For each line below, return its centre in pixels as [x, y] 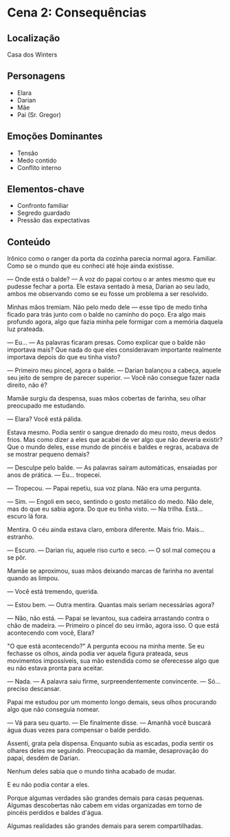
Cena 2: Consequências [77, 13]
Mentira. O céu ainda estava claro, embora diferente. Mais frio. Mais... [106, 530]
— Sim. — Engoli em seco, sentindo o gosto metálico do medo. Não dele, [111, 502]
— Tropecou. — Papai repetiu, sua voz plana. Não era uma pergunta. [104, 488]
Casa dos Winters [32, 54]
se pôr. [17, 558]
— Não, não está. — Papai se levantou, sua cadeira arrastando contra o [108, 618]
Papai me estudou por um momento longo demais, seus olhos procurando [112, 702]
